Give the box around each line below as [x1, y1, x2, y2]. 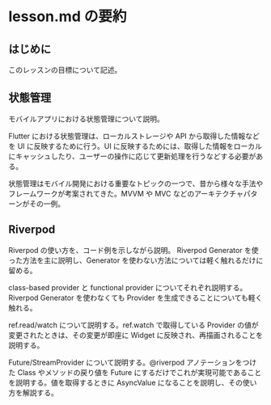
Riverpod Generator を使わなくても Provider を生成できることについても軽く [8, 293, 263, 302]
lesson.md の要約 [8, 7, 127, 26]
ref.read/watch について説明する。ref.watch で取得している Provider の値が [8, 320, 259, 330]
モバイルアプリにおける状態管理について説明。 [8, 114, 164, 124]
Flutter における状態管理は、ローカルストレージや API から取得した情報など [8, 131, 260, 141]
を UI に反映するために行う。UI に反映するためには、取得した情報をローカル [8, 141, 263, 150]
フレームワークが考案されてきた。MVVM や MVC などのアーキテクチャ [8, 188, 244, 198]
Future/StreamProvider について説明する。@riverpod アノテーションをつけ [8, 357, 257, 367]
